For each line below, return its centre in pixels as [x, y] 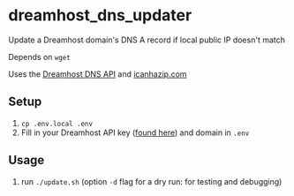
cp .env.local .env [57, 124]
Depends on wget [40, 57]
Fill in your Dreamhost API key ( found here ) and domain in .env [135, 132]
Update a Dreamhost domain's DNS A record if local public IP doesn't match [147, 40]
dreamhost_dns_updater [100, 15]
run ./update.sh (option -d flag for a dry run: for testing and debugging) [151, 181]
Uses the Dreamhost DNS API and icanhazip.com [98, 74]
